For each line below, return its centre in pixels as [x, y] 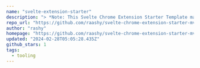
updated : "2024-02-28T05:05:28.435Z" [53, 39]
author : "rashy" [26, 28]
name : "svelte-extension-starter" [49, 12]
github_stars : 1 [26, 45]
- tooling [24, 56]
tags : [13, 50]
